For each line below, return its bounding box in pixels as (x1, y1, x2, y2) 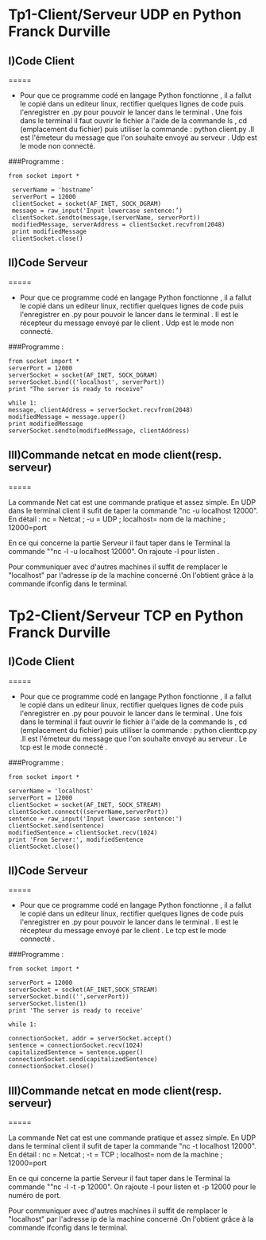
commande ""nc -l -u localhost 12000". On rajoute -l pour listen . (8, 546, 220, 556)
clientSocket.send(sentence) (8, 821, 105, 830)
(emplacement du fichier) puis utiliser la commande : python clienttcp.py (19, 725, 257, 734)
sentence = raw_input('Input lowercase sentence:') (8, 815, 183, 823)
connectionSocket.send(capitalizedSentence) (8, 1056, 158, 1064)
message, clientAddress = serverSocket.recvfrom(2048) (8, 405, 194, 414)
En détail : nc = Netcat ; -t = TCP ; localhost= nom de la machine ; (8, 1150, 223, 1160)
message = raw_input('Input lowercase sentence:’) (11, 207, 183, 215)
